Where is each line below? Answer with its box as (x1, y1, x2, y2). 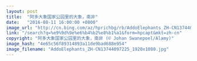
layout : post (6, 8, 38, 15)
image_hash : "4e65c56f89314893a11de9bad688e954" (6, 41, 127, 47)
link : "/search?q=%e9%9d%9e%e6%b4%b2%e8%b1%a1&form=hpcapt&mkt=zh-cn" (6, 30, 182, 36)
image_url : (6, 24, 33, 31)
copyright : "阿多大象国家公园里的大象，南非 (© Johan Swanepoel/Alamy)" (6, 35, 174, 41)
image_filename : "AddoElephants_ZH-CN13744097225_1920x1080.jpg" (6, 46, 169, 52)
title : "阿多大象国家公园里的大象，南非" (6, 14, 98, 20)
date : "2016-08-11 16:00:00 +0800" (6, 19, 98, 25)
